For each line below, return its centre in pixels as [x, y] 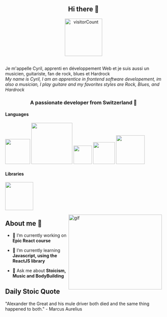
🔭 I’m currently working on [39, 235]
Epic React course [32, 241]
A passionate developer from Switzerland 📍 [83, 102]
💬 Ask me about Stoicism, [39, 271]
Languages [17, 114]
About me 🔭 [24, 223]
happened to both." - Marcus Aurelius [44, 309]
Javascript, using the [35, 256]
